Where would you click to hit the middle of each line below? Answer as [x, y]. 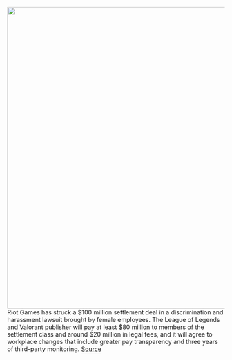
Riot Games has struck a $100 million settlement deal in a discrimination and [115, 312]
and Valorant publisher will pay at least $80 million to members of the [106, 327]
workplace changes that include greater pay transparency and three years [113, 342]
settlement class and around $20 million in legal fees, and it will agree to [110, 334]
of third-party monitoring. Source [55, 349]
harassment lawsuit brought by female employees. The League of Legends [114, 320]
